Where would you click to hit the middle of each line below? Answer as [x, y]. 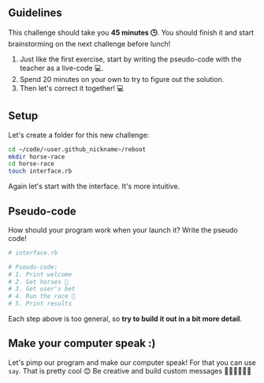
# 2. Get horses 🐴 [38, 282]
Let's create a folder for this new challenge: [79, 135]
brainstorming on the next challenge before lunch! [89, 43]
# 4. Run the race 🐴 [42, 296]
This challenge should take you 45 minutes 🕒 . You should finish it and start [131, 32]
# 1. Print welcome [40, 274]
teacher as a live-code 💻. [61, 68]
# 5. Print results [40, 304]
